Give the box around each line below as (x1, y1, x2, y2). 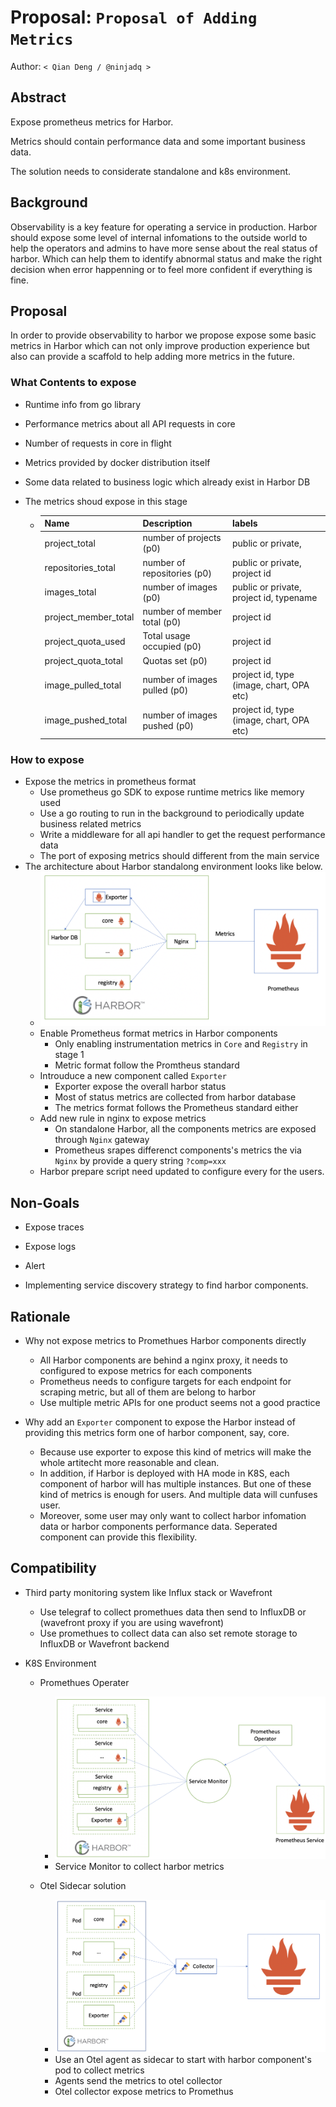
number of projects (142, 532, 222, 544)
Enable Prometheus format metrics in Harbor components (39, 1027, 278, 1040)
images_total (44, 586, 97, 598)
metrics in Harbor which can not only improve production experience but (10, 340, 310, 352)
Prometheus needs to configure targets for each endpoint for (39, 1375, 292, 1387)
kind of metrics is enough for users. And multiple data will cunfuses (39, 1488, 318, 1500)
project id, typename (231, 591, 318, 603)
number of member (142, 606, 223, 618)
